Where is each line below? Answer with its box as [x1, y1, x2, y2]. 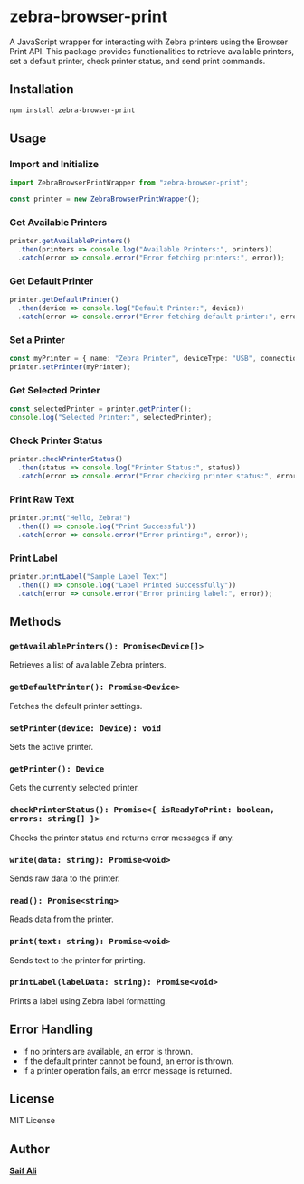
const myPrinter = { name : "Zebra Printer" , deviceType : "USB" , [9, 355, 257, 364]
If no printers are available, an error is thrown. [22, 1046, 194, 1056]
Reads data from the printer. [9, 914, 115, 924]
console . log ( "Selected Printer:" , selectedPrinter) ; [9, 413, 213, 422]
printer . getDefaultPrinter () [9, 296, 119, 305]
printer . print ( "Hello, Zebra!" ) [9, 514, 131, 523]
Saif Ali [9, 1165, 38, 1177]
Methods [9, 614, 62, 630]
